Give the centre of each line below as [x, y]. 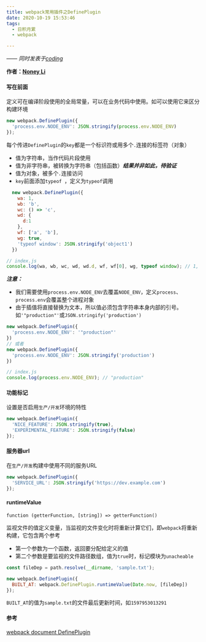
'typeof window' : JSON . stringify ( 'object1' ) [75, 244]
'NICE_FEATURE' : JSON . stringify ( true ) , [63, 425]
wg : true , [30, 238]
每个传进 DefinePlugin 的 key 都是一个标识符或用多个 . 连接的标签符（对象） [98, 144]
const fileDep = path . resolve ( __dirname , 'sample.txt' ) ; [81, 568]
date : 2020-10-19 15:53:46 [41, 18]
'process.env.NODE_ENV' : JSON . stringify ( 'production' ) [83, 355]
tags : [13, 23]
